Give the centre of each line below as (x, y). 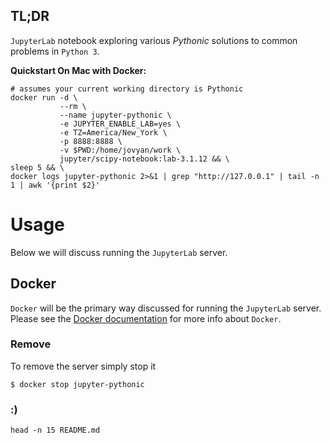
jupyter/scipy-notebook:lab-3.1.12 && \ (144, 159)
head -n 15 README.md (55, 430)
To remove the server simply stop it (83, 366)
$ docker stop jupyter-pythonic (77, 384)
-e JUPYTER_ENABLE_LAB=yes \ (120, 124)
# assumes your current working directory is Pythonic (127, 89)
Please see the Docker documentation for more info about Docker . (146, 318)
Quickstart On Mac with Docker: (78, 70)
